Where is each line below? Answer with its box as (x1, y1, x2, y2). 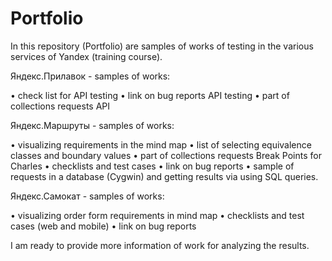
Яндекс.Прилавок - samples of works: (10, 70, 171, 82)
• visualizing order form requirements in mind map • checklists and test (10, 209, 305, 221)
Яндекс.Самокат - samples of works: (10, 190, 165, 202)
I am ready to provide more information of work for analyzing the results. (10, 239, 310, 251)
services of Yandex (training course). (10, 50, 163, 62)
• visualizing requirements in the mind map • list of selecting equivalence (10, 138, 312, 151)
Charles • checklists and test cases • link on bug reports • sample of (10, 160, 295, 172)
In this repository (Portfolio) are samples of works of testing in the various (10, 40, 314, 52)
